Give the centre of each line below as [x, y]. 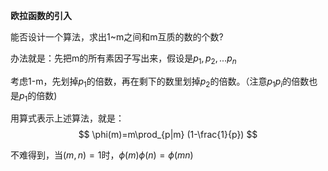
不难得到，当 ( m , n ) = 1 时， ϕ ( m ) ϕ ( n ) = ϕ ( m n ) [102, 155]
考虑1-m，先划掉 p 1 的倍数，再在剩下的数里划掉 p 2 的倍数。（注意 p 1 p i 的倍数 [160, 82]
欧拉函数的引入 [41, 15]
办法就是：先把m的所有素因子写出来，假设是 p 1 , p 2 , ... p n [123, 59]
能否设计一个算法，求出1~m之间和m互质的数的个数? [117, 37]
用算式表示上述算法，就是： [67, 118]
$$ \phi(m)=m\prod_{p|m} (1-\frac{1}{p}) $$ [168, 135]
